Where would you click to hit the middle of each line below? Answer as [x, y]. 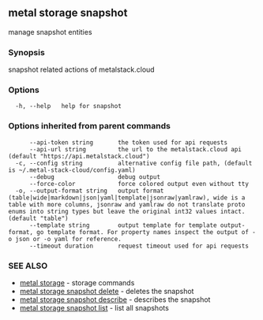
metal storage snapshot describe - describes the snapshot [115, 300]
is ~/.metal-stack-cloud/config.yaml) [72, 170]
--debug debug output [94, 177]
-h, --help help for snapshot [69, 106]
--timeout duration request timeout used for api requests [139, 246]
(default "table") [38, 218]
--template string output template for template [123, 225]
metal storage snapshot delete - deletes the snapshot [107, 291]
